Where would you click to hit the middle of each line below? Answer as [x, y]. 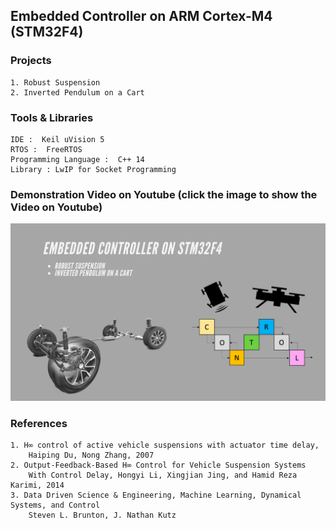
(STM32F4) [47, 32]
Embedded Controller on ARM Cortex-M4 [141, 16]
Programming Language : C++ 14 [77, 159]
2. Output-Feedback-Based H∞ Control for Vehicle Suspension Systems [158, 465]
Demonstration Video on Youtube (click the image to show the [164, 194]
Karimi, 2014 [37, 485]
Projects [31, 61]
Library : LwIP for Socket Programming [93, 169]
